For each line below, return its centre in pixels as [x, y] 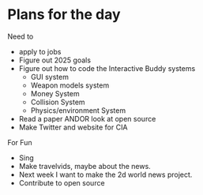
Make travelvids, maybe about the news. [85, 166]
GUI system [49, 77]
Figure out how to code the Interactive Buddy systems [107, 68]
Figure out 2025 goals [55, 60]
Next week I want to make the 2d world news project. [105, 174]
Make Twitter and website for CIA [73, 127]
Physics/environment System [78, 110]
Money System [55, 93]
